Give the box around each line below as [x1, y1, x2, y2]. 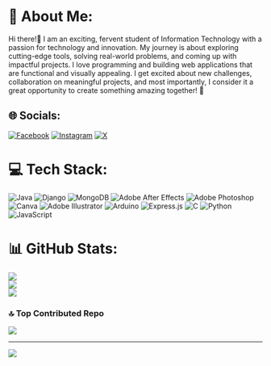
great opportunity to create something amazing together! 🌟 [8, 85, 204, 95]
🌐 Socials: [8, 109, 61, 123]
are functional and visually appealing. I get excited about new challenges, [8, 68, 252, 78]
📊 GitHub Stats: [8, 239, 119, 258]
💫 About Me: [8, 7, 94, 26]
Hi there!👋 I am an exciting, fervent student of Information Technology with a [8, 34, 262, 44]
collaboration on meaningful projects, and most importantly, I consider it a [8, 77, 254, 86]
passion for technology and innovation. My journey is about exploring [8, 42, 240, 52]
